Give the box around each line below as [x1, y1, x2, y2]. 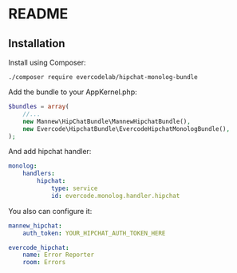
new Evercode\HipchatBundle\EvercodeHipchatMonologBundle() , [22, 125, 230, 133]
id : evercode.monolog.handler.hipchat [50, 192, 180, 200]
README [8, 5, 69, 23]
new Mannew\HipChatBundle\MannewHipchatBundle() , [22, 117, 192, 125]
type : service [50, 184, 98, 192]
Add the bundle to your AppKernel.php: [8, 87, 137, 97]
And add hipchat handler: [8, 147, 92, 156]
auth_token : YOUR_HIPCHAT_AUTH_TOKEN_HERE [22, 229, 166, 237]
